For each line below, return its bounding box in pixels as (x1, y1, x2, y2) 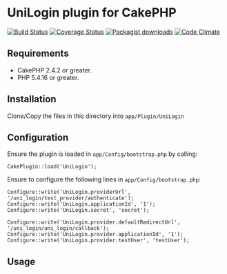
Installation (7, 93, 57, 105)
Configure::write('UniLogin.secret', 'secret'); (7, 207, 150, 214)
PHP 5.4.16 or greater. (17, 73, 79, 81)
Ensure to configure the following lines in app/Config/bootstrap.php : (7, 175, 201, 184)
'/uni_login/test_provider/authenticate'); (7, 195, 135, 202)
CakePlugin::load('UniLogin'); (7, 164, 97, 170)
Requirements (7, 48, 69, 59)
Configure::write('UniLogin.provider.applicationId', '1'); (7, 231, 184, 238)
